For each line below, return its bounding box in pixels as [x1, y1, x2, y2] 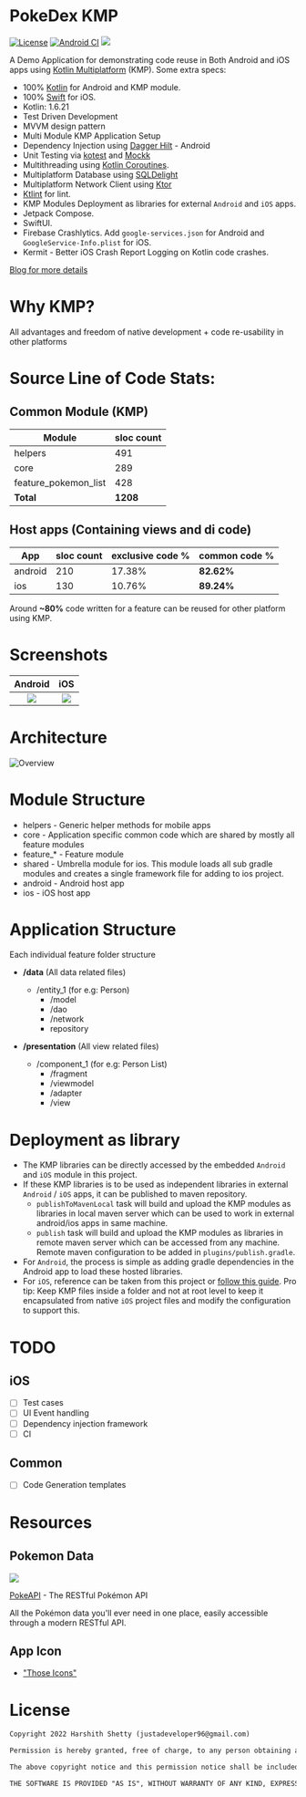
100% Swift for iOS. [22, 91, 97, 102]
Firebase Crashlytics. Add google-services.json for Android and [22, 227, 265, 238]
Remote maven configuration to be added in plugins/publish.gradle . [36, 1247, 296, 1258]
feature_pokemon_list [14, 476, 107, 489]
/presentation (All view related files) [22, 1041, 159, 1052]
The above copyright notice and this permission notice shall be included [9, 1762, 300, 1771]
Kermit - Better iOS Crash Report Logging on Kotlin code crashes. [22, 246, 270, 257]
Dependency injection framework [22, 1418, 148, 1428]
